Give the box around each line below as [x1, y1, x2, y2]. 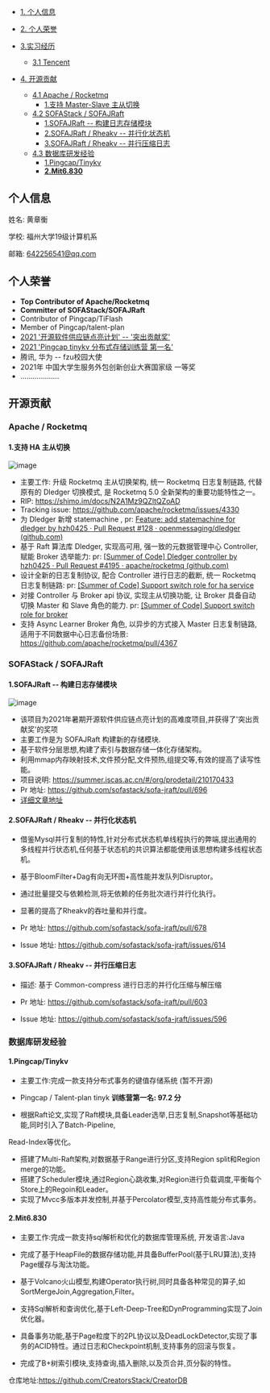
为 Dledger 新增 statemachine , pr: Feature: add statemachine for [19, 514, 236, 524]
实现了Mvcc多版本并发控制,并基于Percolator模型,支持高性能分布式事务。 [19, 1194, 260, 1204]
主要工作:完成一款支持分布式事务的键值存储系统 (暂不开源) [19, 1075, 214, 1085]
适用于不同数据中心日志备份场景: [19, 630, 129, 639]
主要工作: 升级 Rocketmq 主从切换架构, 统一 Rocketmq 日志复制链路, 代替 [19, 477, 263, 487]
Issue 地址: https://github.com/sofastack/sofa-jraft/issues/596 [19, 1014, 227, 1024]
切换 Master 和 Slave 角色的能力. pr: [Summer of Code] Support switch [19, 601, 255, 610]
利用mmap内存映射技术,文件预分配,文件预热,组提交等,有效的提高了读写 [19, 755, 254, 764]
